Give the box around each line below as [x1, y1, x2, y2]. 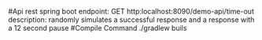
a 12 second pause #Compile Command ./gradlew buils [8, 24, 187, 32]
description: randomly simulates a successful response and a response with [8, 15, 255, 24]
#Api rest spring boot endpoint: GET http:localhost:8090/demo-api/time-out [8, 7, 254, 16]
